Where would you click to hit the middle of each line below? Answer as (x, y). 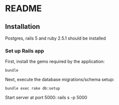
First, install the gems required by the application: (55, 62)
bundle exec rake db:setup (33, 88)
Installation (23, 27)
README (24, 9)
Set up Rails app (24, 51)
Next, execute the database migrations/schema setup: (60, 80)
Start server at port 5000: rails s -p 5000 (46, 98)
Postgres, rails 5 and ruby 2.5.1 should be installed (56, 38)
